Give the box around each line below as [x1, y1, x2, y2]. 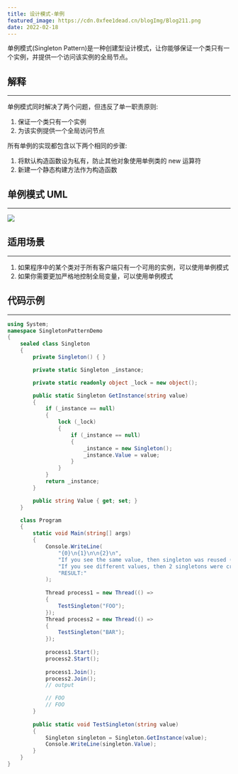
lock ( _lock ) [57, 418, 97, 426]
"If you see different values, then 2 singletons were [57, 562, 223, 570]
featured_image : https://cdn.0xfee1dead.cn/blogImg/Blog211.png [7, 17, 201, 24]
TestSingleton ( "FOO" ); [57, 602, 125, 609]
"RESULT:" [57, 569, 87, 577]
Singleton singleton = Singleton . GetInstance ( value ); [45, 734, 208, 741]
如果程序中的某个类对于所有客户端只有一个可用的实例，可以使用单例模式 [17, 263, 229, 271]
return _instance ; [45, 478, 100, 485]
